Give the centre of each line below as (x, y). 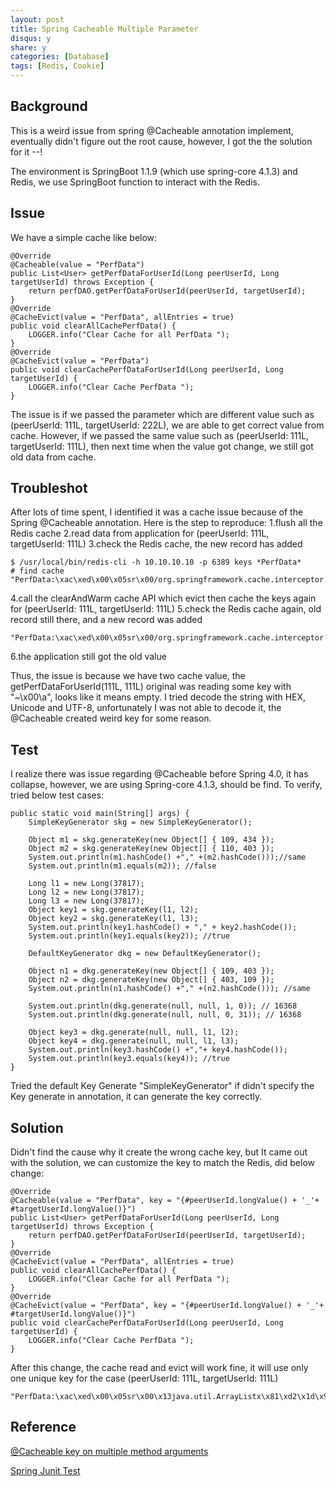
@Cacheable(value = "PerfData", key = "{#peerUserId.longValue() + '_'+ (165, 1201)
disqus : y (31, 38)
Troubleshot (49, 488)
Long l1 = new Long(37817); (86, 884)
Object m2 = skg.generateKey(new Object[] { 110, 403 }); (151, 849)
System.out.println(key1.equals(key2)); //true (129, 936)
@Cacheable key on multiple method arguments (109, 1451)
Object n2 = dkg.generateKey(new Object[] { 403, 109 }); (151, 980)
